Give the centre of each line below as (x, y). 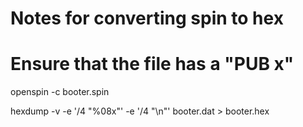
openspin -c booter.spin (60, 92)
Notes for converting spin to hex (147, 18)
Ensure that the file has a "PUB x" (152, 64)
